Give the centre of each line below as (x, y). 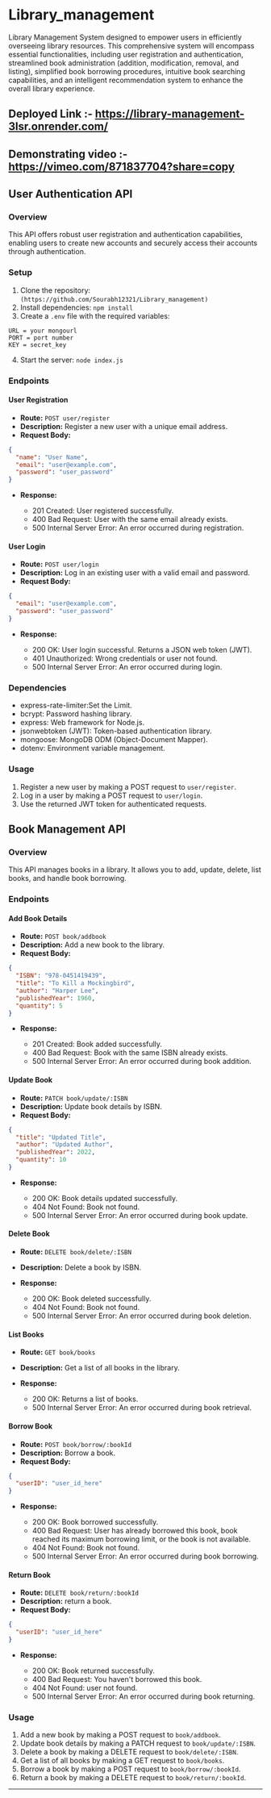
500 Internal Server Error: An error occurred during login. (127, 666)
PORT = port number (41, 338)
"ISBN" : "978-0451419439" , (61, 976)
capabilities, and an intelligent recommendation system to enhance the (126, 80)
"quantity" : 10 (41, 1160)
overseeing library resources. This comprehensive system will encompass (131, 45)
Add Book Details (38, 918)
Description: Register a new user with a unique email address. (124, 426)
